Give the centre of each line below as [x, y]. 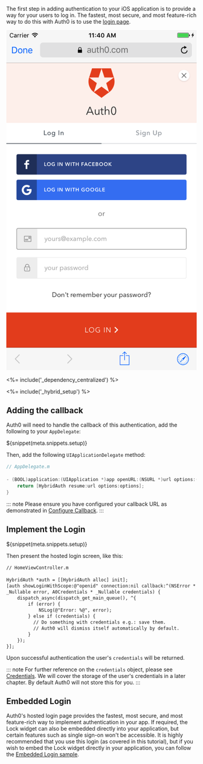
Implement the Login [46, 530]
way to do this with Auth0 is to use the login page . [69, 22]
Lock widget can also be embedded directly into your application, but [93, 729]
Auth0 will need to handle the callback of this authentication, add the [92, 425]
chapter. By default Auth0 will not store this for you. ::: [73, 682]
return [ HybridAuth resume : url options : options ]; [81, 486]
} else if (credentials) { [62, 616]
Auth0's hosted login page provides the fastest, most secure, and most [95, 716]
